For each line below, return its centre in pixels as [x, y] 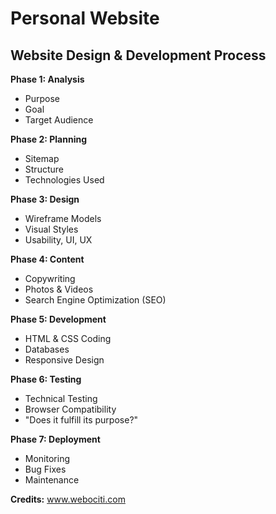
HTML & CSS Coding [68, 338]
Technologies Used [64, 180]
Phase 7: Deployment [55, 439]
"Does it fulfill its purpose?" [81, 420]
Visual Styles [51, 229]
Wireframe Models [63, 218]
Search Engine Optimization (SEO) [95, 300]
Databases [47, 349]
